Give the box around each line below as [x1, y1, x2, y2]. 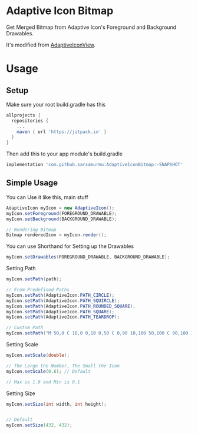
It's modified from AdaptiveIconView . [6, 41, 96, 48]
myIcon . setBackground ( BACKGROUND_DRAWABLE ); [6, 216, 117, 222]
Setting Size [6, 390, 35, 397]
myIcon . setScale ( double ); [6, 352, 70, 358]
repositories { [11, 118, 49, 124]
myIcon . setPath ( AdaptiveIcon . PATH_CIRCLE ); [6, 292, 115, 298]
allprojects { [6, 112, 41, 118]
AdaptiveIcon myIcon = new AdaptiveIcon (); [6, 205, 115, 211]
